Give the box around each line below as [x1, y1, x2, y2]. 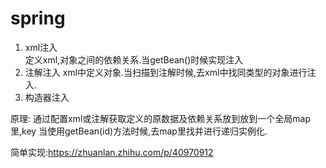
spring [10, 7, 66, 30]
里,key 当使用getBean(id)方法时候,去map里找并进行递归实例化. [10, 125, 268, 137]
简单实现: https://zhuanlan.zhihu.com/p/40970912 [10, 146, 214, 158]
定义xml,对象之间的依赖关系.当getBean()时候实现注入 [24, 53, 244, 66]
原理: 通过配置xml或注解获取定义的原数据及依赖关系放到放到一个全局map [10, 112, 311, 124]
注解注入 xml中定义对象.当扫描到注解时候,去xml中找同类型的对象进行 [24, 66, 308, 78]
